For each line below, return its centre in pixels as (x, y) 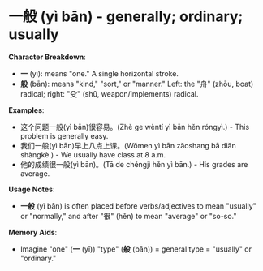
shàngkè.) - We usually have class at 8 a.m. (93, 154)
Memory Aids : (33, 232)
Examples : (26, 110)
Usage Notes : (32, 189)
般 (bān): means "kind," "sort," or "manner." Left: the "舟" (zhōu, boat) (137, 84)
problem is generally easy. (64, 135)
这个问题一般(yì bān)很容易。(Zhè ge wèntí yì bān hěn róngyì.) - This (135, 127)
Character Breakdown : (47, 57)
